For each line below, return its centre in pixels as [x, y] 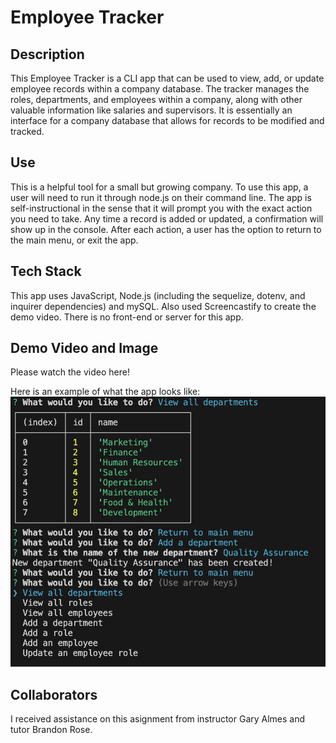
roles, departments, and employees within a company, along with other [156, 99]
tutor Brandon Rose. [51, 730]
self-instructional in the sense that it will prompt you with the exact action [161, 208]
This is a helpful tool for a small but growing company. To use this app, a [159, 187]
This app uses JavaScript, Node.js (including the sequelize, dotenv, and [158, 295]
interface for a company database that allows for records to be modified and [167, 120]
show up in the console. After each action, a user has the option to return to [166, 229]
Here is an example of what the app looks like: [105, 392]
